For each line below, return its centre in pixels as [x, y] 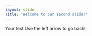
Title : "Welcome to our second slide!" [46, 14]
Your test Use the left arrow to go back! [46, 28]
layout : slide [20, 10]
